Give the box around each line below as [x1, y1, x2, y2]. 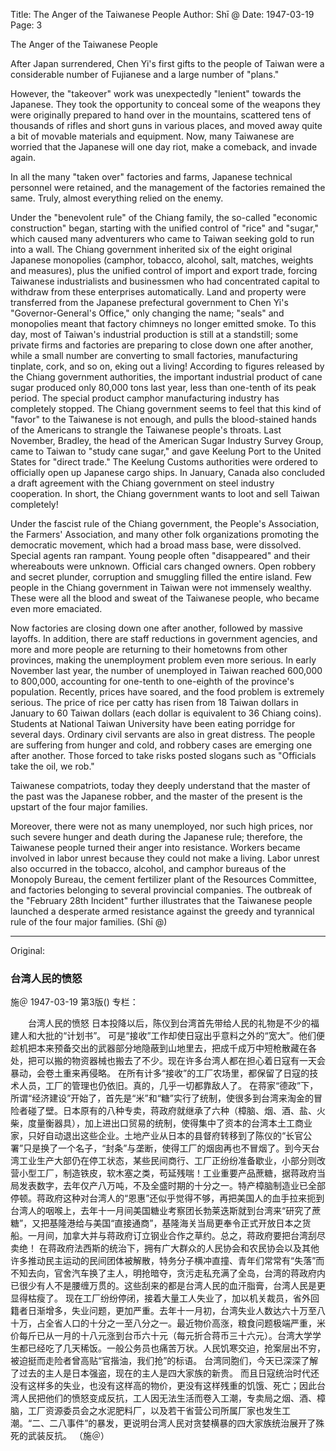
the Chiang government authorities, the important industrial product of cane [10, 371, 323, 383]
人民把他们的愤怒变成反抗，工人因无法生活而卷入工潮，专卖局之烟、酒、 [18, 1392, 317, 1404]
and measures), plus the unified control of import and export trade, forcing [10, 265, 318, 276]
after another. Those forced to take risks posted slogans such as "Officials [10, 750, 317, 761]
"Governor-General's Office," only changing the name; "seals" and [10, 307, 285, 319]
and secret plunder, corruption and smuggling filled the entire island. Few [10, 571, 312, 583]
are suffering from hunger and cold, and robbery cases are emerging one [10, 739, 313, 751]
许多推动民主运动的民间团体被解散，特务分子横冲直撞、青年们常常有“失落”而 [10, 1255, 325, 1267]
